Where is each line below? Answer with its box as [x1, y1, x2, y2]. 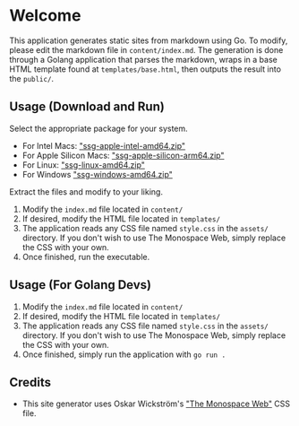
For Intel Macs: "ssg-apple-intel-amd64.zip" [21, 140, 186, 151]
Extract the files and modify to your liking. [9, 186, 164, 197]
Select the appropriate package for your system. [9, 123, 188, 134]
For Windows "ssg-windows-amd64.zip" [21, 169, 173, 179]
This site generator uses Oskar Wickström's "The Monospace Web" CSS [21, 398, 291, 409]
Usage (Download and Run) [9, 100, 166, 115]
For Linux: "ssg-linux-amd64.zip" [21, 159, 146, 170]
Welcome [9, 5, 81, 26]
